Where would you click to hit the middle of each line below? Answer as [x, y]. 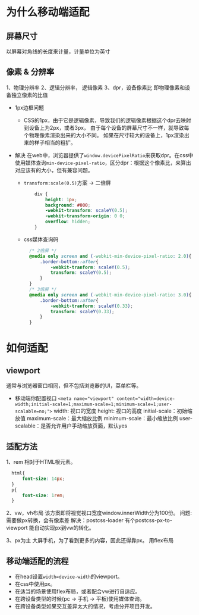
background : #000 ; [68, 205]
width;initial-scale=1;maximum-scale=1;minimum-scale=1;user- [93, 405]
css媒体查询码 [41, 239]
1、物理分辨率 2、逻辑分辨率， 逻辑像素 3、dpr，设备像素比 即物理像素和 [96, 88]
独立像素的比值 [29, 95]
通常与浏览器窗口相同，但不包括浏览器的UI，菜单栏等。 [74, 386]
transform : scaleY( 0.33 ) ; [82, 311]
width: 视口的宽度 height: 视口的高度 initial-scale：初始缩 [123, 411]
